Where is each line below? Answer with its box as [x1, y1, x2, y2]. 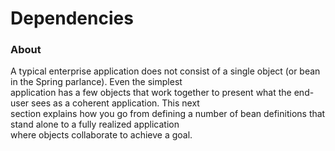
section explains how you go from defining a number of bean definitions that [10, 108, 326, 120]
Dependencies [10, 7, 134, 30]
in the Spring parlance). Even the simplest [10, 76, 183, 88]
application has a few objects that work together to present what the [10, 87, 292, 99]
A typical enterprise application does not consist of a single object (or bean [10, 65, 321, 77]
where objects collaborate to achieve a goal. [10, 129, 193, 141]
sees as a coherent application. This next [31, 97, 200, 109]
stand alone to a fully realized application [10, 118, 180, 131]
